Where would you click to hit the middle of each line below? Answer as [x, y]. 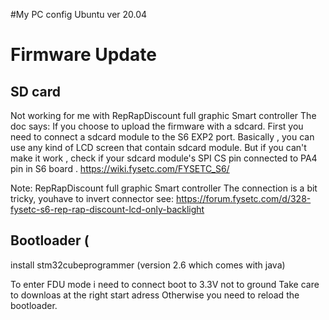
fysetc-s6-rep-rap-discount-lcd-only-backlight [107, 209]
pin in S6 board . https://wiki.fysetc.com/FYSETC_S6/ [120, 168]
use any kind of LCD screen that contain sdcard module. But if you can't [158, 147]
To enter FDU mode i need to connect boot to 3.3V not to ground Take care [165, 284]
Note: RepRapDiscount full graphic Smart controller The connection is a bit [164, 188]
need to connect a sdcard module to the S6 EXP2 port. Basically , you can [162, 137]
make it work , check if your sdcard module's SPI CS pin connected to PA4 [164, 158]
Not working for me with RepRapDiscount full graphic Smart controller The [163, 115]
